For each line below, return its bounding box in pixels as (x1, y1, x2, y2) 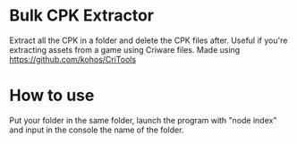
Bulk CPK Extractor (9, 5, 155, 26)
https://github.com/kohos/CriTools (9, 54, 137, 64)
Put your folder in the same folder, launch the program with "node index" (9, 114, 277, 125)
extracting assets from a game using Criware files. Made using (9, 44, 241, 55)
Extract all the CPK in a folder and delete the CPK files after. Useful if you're (9, 35, 288, 46)
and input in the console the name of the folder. (9, 124, 184, 135)
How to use (9, 86, 95, 106)
